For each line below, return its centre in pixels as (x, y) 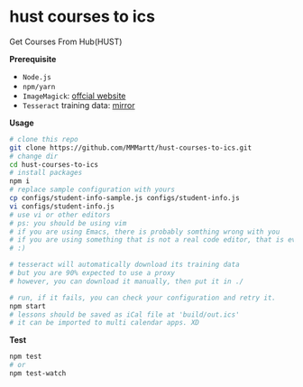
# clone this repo (44, 139)
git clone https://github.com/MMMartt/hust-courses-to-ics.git (131, 147)
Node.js (37, 77)
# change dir (34, 156)
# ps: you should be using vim (68, 223)
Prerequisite (33, 59)
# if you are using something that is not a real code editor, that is (147, 240)
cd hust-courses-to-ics (54, 164)
